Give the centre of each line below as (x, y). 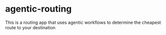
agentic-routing (39, 9)
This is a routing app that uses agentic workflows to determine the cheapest (83, 22)
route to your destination (30, 27)
